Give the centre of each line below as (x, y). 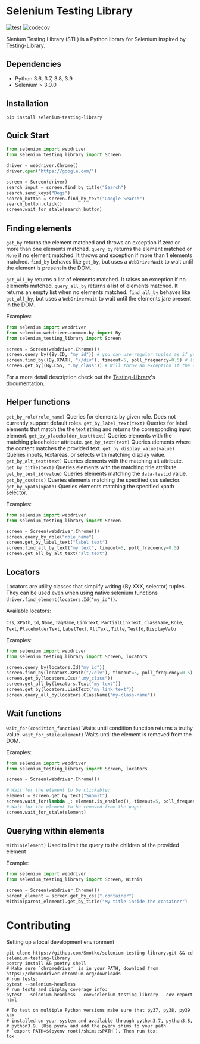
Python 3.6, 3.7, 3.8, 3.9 (44, 78)
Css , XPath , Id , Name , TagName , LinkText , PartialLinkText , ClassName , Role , (95, 622)
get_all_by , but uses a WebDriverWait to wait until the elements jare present (99, 298)
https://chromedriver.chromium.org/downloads (63, 974)
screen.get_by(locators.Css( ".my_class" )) (60, 679)
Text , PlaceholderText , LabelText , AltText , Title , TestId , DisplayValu (91, 628)
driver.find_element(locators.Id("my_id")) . (62, 599)
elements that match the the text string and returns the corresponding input (99, 429)
